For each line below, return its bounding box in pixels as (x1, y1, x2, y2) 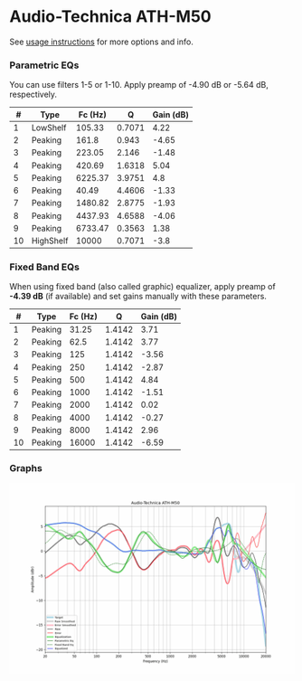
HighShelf (31, 235, 69, 246)
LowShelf (31, 122, 67, 133)
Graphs (9, 462, 42, 475)
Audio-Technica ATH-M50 (9, 6, 212, 27)
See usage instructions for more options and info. (9, 36, 194, 47)
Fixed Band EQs (9, 260, 80, 273)
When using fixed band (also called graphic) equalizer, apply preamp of (9, 281, 276, 292)
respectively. (9, 89, 57, 100)
